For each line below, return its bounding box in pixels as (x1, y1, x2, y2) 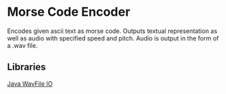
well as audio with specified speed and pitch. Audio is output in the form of (7, 34, 219, 42)
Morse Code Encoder (7, 4, 131, 20)
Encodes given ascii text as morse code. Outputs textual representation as (7, 27, 218, 35)
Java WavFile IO (7, 80, 53, 88)
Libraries (7, 61, 46, 73)
